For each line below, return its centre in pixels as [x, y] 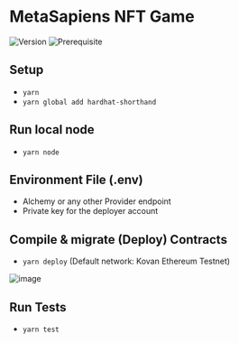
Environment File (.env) [77, 179]
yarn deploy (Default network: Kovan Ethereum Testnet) [126, 261]
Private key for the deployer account [90, 211]
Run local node [52, 130]
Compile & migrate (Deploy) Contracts [119, 240]
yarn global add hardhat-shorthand [89, 102]
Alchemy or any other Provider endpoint [97, 201]
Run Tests [38, 307]
